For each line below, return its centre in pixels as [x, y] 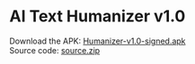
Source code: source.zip [55, 50]
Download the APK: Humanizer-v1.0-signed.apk [97, 41]
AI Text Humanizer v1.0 [97, 16]
